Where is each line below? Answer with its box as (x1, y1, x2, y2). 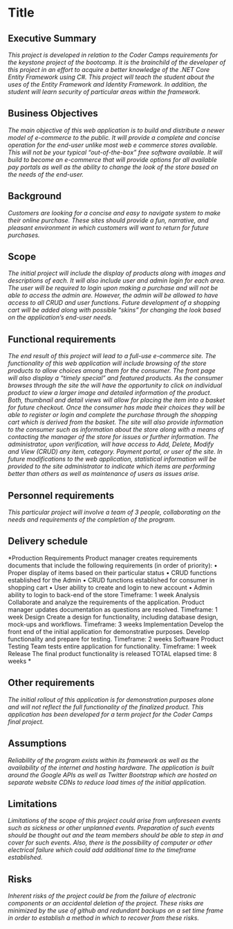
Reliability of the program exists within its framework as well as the (8, 756, 199, 764)
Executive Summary (8, 33, 97, 44)
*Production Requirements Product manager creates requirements (8, 554, 198, 562)
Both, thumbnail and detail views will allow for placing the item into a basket (8, 396, 225, 405)
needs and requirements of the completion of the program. (8, 515, 176, 524)
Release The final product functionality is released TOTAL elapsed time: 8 (8, 649, 217, 657)
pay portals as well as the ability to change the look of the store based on (8, 163, 218, 171)
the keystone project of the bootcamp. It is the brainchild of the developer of (8, 58, 226, 67)
